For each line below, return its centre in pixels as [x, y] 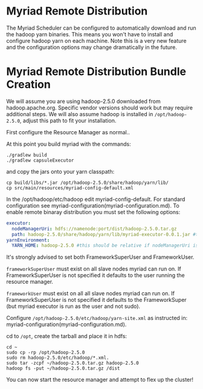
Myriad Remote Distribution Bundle [96, 72]
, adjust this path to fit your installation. [68, 120]
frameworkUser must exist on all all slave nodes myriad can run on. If [91, 293]
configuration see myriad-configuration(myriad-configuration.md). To [93, 205]
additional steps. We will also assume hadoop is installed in [80, 114]
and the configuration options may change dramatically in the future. [92, 47]
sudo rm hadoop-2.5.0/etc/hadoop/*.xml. [58, 358]
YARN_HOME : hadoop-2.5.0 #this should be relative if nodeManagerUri [101, 246]
